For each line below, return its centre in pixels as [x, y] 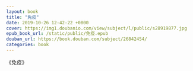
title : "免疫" [23, 17]
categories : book [28, 45]
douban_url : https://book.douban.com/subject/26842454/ [77, 39]
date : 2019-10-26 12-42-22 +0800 [48, 22]
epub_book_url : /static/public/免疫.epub [57, 34]
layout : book [22, 12]
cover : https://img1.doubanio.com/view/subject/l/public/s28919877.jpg [96, 28]
